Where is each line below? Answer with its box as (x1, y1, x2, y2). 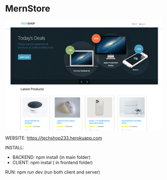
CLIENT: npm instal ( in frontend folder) (12, 159, 93, 165)
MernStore (5, 3, 51, 14)
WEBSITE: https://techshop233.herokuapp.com (5, 135, 102, 141)
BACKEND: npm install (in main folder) (12, 154, 91, 160)
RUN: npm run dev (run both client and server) (5, 169, 100, 175)
